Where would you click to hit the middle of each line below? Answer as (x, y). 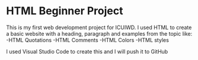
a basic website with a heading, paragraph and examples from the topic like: (99, 33)
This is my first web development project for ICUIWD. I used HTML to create (99, 27)
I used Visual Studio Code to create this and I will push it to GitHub (87, 51)
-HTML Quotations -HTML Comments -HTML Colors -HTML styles (87, 40)
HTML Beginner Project (65, 11)
